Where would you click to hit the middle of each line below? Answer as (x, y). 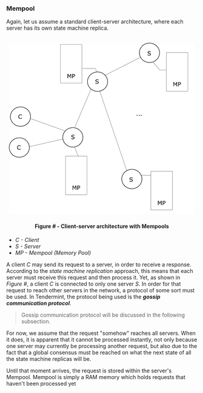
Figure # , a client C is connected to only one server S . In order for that (94, 284)
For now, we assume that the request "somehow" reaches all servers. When (101, 333)
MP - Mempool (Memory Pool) (53, 252)
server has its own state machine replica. (58, 28)
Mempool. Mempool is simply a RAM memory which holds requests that (96, 377)
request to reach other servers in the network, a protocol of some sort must (101, 290)
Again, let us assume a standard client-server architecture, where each (95, 22)
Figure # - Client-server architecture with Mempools (102, 226)
